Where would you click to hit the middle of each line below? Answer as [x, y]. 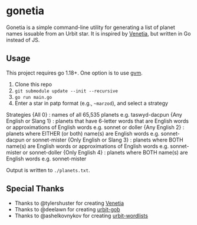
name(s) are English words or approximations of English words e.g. [88, 146]
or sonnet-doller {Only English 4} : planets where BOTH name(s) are [105, 152]
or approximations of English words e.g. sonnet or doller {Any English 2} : [95, 127]
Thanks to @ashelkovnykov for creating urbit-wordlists [81, 216]
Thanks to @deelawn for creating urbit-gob [67, 209]
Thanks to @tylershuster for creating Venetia [69, 203]
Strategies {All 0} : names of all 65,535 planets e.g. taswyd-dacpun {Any [94, 114]
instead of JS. [23, 40]
